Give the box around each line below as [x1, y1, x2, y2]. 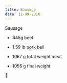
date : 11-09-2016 [5, 12, 41, 17]
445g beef [12, 35, 34, 41]
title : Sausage [5, 7, 36, 12]
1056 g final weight [12, 63, 51, 69]
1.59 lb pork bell [12, 44, 45, 50]
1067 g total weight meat [12, 53, 62, 59]
